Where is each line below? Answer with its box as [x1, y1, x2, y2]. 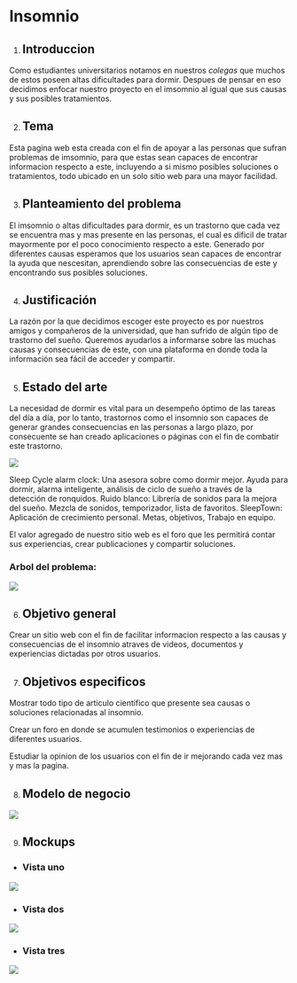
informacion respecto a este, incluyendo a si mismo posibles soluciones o [9, 161, 279, 172]
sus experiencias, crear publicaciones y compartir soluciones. [9, 539, 237, 550]
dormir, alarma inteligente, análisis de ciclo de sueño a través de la [9, 484, 253, 495]
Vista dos [21, 902, 65, 915]
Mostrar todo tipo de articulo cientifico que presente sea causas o [9, 698, 251, 708]
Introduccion [21, 42, 96, 57]
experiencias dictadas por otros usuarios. [9, 649, 161, 659]
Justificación [21, 293, 98, 308]
